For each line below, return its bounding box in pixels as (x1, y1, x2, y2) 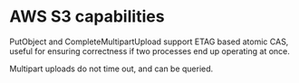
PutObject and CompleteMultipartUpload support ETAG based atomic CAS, (9, 36, 289, 47)
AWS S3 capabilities (9, 6, 165, 27)
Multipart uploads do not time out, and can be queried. (9, 63, 214, 74)
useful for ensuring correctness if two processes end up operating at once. (9, 45, 290, 56)
